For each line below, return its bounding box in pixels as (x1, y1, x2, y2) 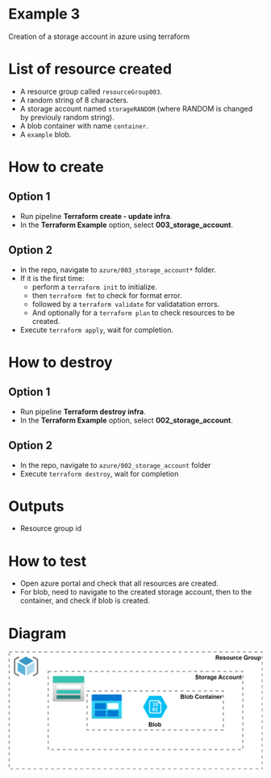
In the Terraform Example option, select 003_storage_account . (19, 220, 234, 229)
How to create (8, 158, 104, 176)
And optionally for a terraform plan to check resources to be (31, 308, 236, 318)
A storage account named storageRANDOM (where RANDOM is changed (19, 103, 253, 113)
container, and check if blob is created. (19, 595, 151, 606)
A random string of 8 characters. (19, 95, 129, 105)
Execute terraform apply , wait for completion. (19, 325, 173, 334)
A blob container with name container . (19, 120, 149, 130)
